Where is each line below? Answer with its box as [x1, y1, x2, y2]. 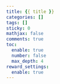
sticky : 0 [6, 25, 31, 31]
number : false [11, 53, 46, 59]
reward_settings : [6, 63, 49, 70]
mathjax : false [6, 31, 44, 37]
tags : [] [6, 20, 28, 25]
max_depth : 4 [11, 58, 44, 64]
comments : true [6, 36, 44, 42]
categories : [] [6, 14, 44, 20]
